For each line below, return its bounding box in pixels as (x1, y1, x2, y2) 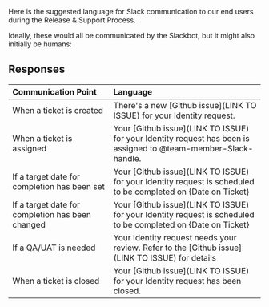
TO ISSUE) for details (136, 252, 217, 263)
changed (12, 219, 46, 230)
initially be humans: (8, 39, 72, 49)
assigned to (113, 143, 158, 154)
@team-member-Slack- (159, 143, 254, 154)
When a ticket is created (12, 104, 104, 115)
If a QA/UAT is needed (12, 242, 96, 253)
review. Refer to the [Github (113, 242, 218, 253)
